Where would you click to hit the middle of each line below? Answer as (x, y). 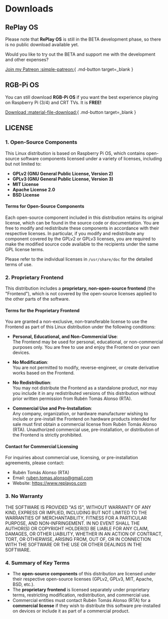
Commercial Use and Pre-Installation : (52, 408)
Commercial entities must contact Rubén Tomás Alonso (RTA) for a (81, 600)
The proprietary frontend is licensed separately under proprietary (81, 590)
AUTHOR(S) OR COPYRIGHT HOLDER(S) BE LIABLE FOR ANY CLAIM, (77, 528)
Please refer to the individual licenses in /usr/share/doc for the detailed (79, 259)
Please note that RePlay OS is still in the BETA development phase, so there (83, 39)
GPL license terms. (25, 249)
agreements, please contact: (35, 463)
